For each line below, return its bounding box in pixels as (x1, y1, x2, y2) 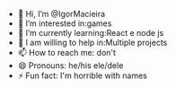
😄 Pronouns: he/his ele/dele (17, 60, 124, 71)
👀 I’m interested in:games (17, 18, 112, 29)
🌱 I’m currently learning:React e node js (17, 28, 164, 38)
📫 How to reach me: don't (17, 48, 117, 57)
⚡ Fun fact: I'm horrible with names (17, 70, 148, 81)
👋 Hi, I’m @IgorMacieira (17, 9, 106, 19)
